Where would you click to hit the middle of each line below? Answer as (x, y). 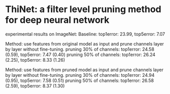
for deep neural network (57, 20)
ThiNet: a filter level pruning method (83, 9)
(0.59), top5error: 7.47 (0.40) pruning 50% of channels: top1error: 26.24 (80, 55)
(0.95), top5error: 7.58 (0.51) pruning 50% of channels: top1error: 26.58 (80, 80)
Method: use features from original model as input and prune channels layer (84, 43)
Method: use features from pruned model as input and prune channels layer (84, 70)
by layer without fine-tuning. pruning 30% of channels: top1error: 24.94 (80, 75)
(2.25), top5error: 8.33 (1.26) (35, 60)
